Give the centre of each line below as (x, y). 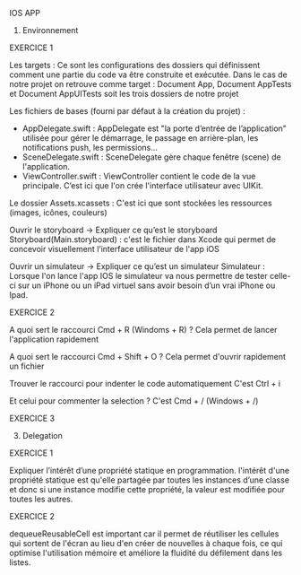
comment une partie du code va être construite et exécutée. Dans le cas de (149, 74)
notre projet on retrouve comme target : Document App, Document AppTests (150, 84)
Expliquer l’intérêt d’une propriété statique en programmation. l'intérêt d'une (150, 470)
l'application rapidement (54, 339)
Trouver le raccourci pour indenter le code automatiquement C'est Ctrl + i (145, 383)
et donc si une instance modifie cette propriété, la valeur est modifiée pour (147, 489)
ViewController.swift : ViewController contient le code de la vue (139, 176)
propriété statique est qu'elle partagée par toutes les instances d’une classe (149, 480)
